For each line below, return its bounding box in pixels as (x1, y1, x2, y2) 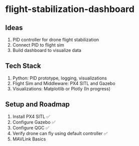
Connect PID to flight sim (12, 42, 64, 48)
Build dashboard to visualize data (12, 47, 82, 53)
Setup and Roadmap (5, 100, 70, 108)
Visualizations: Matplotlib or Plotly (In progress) (12, 85, 110, 91)
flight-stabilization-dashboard (5, 3, 134, 15)
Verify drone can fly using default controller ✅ (12, 130, 108, 136)
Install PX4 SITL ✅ (12, 113, 50, 119)
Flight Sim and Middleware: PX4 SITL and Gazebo (12, 80, 115, 86)
